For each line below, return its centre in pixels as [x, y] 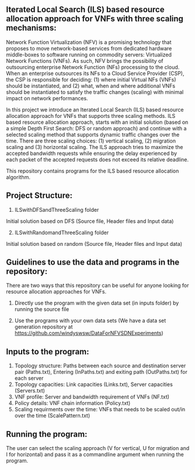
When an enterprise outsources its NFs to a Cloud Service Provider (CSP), [95, 73]
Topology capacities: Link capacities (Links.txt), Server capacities [94, 384]
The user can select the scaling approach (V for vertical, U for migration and [98, 448]
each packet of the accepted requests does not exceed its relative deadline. [97, 159]
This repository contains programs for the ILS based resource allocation [93, 171]
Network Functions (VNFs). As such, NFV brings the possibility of [85, 60]
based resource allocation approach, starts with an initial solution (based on [97, 122]
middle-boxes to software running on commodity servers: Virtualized [89, 55]
